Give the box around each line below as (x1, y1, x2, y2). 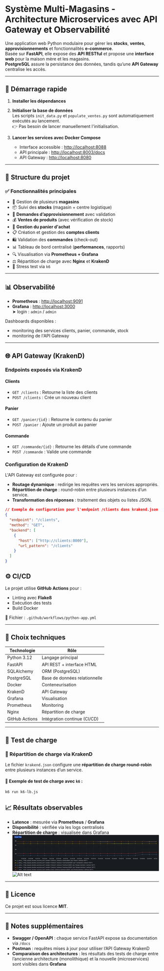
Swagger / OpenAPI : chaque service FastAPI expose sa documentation (12, 935, 158, 941)
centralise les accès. (5, 66, 46, 72)
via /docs (12, 940, 31, 946)
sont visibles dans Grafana (12, 961, 67, 967)
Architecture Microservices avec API (5, 14, 158, 25)
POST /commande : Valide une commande (12, 449, 92, 455)
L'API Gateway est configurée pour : (5, 472, 77, 478)
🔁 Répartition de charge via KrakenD (5, 751, 93, 758)
